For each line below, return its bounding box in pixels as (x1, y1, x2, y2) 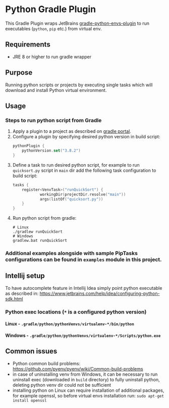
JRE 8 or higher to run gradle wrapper (12, 54, 92, 60)
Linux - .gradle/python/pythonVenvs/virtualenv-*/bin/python (5, 321, 135, 327)
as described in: (5, 290, 39, 296)
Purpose (5, 68, 33, 77)
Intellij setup (5, 272, 45, 280)
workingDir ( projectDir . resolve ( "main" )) (39, 192, 126, 197)
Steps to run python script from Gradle (5, 117, 102, 124)
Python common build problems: (12, 360, 81, 367)
